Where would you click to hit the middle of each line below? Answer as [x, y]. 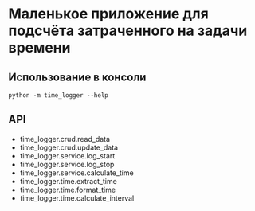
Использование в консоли [77, 77]
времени [39, 48]
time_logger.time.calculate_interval [77, 198]
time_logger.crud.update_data [69, 147]
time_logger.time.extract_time [68, 181]
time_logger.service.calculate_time [76, 173]
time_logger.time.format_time [68, 190]
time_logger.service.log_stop [67, 164]
